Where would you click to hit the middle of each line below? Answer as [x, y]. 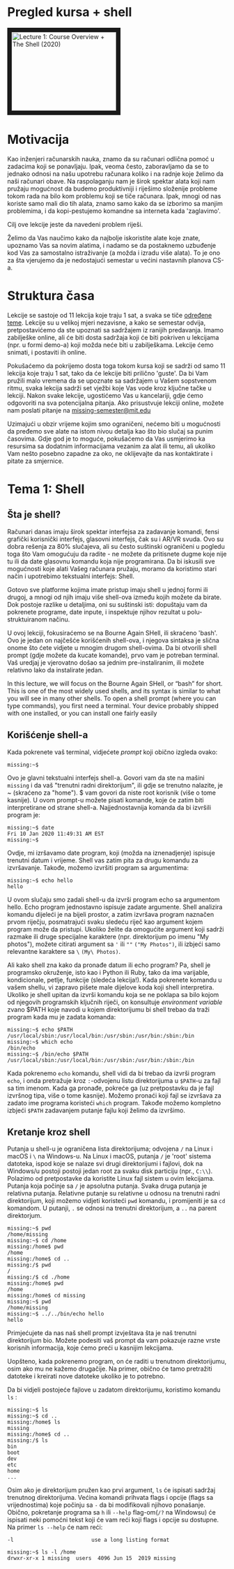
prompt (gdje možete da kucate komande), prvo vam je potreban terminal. [113, 655]
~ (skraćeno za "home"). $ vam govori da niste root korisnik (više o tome [112, 793]
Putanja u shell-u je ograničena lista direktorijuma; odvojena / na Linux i [110, 1149]
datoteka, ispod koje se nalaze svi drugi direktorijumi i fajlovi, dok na [105, 1164]
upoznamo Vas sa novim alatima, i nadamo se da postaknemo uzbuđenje [112, 245]
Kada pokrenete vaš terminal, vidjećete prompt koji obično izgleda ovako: [112, 752]
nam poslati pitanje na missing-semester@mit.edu [79, 410]
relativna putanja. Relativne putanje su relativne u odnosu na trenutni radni [114, 1193]
